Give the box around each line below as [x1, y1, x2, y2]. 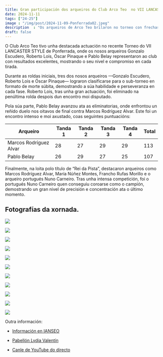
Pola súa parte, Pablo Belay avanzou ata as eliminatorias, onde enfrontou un [5, 103, 157, 109]
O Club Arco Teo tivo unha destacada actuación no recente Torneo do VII [5, 43, 152, 49]
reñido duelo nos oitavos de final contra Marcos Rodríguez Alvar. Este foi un [5, 108, 157, 114]
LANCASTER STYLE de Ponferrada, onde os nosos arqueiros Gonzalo [5, 48, 145, 54]
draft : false [5, 30, 32, 34]
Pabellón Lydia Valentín [12, 337, 59, 343]
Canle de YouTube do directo [12, 347, 70, 353]
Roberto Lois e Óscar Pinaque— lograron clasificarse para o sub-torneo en [5, 78, 155, 84]
